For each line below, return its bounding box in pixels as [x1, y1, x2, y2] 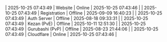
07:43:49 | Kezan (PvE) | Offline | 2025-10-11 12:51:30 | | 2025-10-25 [5, 20, 146, 26]
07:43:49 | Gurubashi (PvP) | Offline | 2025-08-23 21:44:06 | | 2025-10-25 [5, 26, 159, 32]
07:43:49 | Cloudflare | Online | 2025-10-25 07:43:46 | [5, 31, 117, 37]
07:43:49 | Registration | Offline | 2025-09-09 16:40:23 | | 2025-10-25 [18, 10, 163, 16]
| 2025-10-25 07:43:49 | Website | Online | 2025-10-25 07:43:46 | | [5, 5, 143, 10]
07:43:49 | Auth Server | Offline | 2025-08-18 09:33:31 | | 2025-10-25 [5, 15, 149, 21]
